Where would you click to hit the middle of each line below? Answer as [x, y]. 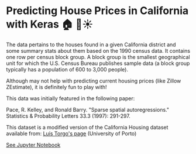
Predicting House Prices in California [97, 11]
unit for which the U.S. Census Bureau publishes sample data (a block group [98, 63]
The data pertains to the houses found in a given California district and [91, 45]
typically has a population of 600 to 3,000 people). [67, 69]
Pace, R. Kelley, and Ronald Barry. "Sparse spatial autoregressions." [88, 109]
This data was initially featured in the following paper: [71, 98]
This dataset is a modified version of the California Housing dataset [87, 127]
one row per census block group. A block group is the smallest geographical [98, 57]
